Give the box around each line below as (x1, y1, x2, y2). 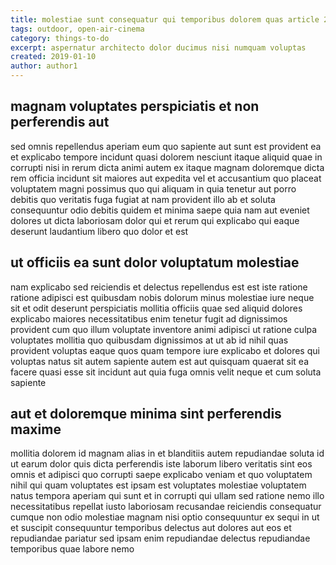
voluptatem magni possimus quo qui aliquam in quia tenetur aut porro (10, 182, 297, 195)
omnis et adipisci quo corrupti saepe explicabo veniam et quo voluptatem (10, 469, 313, 481)
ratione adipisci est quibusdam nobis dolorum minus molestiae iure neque (10, 291, 315, 303)
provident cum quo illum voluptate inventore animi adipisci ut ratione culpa (10, 323, 318, 335)
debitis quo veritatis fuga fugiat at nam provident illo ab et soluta (10, 193, 276, 205)
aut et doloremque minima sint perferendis (10, 406, 282, 423)
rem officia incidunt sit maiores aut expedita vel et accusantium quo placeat (10, 172, 322, 184)
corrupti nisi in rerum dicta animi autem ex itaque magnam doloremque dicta (10, 161, 325, 173)
